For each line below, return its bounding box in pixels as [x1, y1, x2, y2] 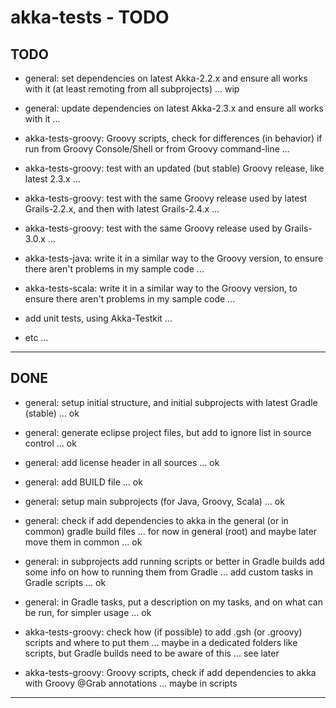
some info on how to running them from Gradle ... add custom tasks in [24, 566, 314, 578]
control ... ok [24, 437, 77, 449]
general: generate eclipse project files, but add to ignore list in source [24, 426, 312, 438]
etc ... [24, 332, 49, 343]
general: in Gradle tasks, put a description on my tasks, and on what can [24, 596, 323, 608]
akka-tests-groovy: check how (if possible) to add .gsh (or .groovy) [24, 626, 303, 638]
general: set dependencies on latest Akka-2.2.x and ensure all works [24, 72, 308, 84]
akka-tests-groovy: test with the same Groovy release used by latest [24, 192, 308, 204]
